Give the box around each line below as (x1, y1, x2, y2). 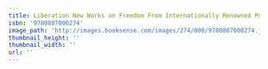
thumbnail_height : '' (8, 33, 81, 42)
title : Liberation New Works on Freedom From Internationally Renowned (8, 11, 251, 20)
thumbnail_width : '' (8, 41, 77, 49)
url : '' (8, 48, 34, 56)
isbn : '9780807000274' (8, 19, 84, 27)
